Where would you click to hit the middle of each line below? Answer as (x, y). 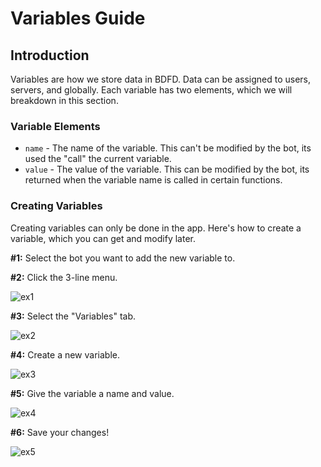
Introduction (50, 55)
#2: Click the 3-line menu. (64, 277)
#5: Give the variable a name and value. (92, 393)
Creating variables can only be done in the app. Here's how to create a (156, 228)
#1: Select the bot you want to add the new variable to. (123, 258)
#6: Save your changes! (60, 432)
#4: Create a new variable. (65, 354)
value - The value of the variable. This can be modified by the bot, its (167, 169)
